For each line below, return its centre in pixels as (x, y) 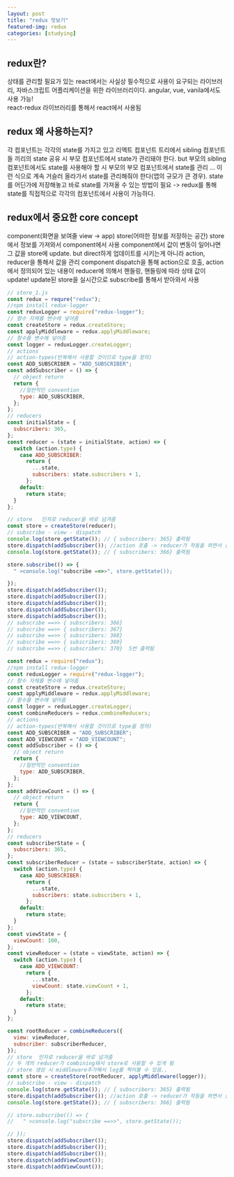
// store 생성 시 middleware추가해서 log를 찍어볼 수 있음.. (87, 1070)
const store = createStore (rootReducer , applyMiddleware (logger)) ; (107, 1076)
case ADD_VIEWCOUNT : (49, 967)
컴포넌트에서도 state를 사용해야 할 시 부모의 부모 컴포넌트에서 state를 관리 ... (111, 167)
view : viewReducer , (42, 1037)
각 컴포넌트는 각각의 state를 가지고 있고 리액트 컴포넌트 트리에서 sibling (104, 149)
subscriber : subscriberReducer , (61, 1044)
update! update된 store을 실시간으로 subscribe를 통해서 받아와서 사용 (103, 279)
